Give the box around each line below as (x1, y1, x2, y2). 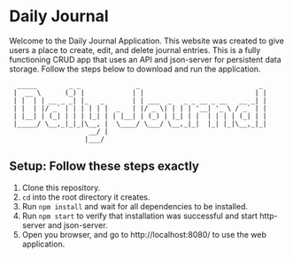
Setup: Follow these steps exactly (9, 159, 200, 174)
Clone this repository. (21, 182, 101, 193)
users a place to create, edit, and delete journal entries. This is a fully (9, 44, 261, 55)
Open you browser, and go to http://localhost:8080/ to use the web (21, 229, 267, 239)
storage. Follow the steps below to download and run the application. (9, 64, 261, 74)
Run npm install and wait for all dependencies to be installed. (21, 201, 248, 211)
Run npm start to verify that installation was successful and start (21, 210, 258, 221)
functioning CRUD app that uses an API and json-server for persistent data (9, 54, 281, 64)
